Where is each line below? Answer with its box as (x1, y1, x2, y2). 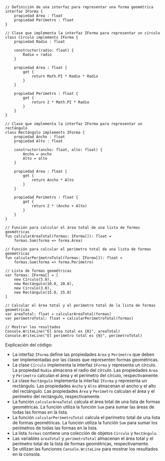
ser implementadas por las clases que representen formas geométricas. (12, 357, 159, 363)
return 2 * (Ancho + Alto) (31, 204, 87, 209)
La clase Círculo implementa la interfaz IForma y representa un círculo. (12, 362, 157, 368)
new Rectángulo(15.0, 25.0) (14, 290, 72, 295)
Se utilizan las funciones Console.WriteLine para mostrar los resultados (12, 446, 158, 452)
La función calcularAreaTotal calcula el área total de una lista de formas (12, 399, 161, 405)
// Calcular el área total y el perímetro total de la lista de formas (5, 303, 156, 308)
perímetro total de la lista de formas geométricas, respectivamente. (12, 441, 150, 447)
